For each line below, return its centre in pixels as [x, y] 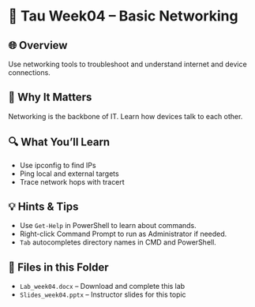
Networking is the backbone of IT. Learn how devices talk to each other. [126, 116]
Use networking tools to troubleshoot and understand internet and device [127, 64]
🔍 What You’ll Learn [59, 142]
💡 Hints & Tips [43, 207]
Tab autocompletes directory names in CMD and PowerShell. [118, 242]
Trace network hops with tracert [72, 182]
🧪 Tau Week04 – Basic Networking [123, 16]
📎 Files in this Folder [58, 267]
